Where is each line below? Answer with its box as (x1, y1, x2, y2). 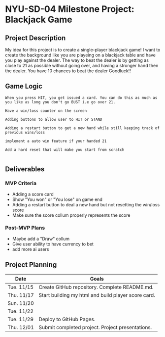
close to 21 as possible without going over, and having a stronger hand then (5, 63, 159, 68)
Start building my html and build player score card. (38, 291, 155, 298)
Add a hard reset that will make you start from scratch (5, 147, 125, 152)
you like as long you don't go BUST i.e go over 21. (5, 99, 116, 104)
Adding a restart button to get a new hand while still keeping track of (5, 125, 160, 131)
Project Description (5, 34, 66, 42)
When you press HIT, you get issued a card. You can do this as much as (5, 95, 158, 100)
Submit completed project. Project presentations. (38, 324, 152, 331)
